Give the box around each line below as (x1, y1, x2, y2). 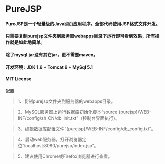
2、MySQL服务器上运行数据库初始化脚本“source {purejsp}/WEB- (17, 109, 151, 115)
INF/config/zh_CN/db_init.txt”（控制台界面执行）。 (17, 115, 120, 121)
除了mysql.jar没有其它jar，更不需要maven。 (5, 51, 98, 58)
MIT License (5, 76, 32, 82)
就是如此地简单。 (9, 39, 45, 45)
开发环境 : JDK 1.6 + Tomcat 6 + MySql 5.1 (5, 64, 93, 70)
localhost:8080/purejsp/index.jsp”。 (24, 142, 99, 148)
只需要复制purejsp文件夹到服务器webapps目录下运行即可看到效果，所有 (5, 33, 155, 39)
